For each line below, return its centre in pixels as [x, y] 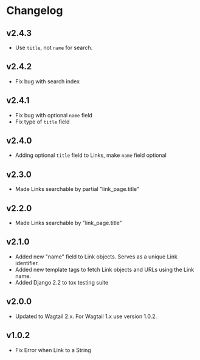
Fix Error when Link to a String [53, 350]
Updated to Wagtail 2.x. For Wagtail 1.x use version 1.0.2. [86, 316]
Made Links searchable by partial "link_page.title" [77, 189]
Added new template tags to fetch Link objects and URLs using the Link [105, 269]
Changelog [35, 11]
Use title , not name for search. [54, 47]
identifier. [27, 263]
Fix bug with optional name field [54, 115]
